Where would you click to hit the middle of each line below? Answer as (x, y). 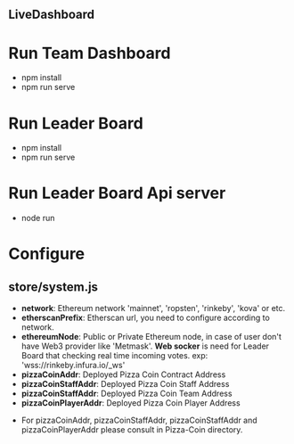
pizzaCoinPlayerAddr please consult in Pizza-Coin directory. (132, 430)
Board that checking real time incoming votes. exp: (114, 356)
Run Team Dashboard (90, 53)
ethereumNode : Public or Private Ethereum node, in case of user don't (151, 337)
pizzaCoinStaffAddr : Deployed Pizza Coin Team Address (127, 394)
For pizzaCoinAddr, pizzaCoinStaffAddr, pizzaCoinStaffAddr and (139, 420)
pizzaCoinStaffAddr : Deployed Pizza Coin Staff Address (125, 384)
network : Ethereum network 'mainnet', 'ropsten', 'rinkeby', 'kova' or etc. (153, 308)
